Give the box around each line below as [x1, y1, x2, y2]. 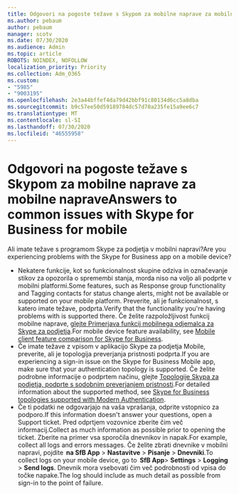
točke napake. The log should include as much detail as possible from [17, 471, 221, 480]
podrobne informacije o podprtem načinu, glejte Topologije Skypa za [17, 373, 219, 381]
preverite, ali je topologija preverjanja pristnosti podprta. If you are [17, 350, 210, 358]
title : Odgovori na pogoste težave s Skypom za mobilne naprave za [7, 10, 212, 18]
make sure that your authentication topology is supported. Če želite [17, 365, 216, 373]
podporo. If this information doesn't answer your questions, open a [17, 410, 212, 419]
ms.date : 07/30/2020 [7, 37, 69, 44]
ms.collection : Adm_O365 [7, 70, 81, 77]
